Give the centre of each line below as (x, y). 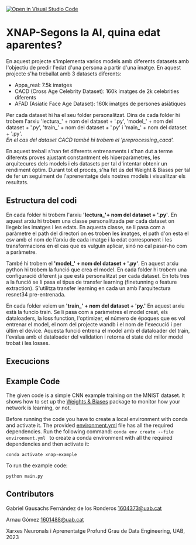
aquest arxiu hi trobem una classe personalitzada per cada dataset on (90, 221)
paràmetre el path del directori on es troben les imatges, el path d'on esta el (97, 233)
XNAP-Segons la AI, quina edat (83, 33)
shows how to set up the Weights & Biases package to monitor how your (93, 401)
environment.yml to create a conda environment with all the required (89, 437)
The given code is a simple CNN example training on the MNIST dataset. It (96, 395)
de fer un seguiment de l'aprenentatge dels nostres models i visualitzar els (96, 176)
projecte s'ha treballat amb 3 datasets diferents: (64, 74)
